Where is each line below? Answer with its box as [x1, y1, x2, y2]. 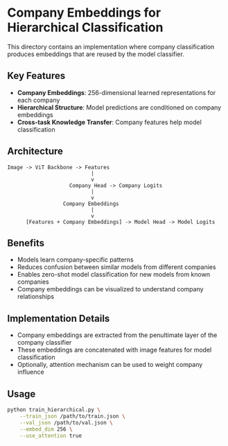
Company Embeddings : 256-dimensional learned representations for [17, 88, 216, 96]
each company [17, 96, 60, 104]
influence [17, 368, 44, 376]
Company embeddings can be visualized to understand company [17, 285, 204, 293]
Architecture [7, 146, 64, 157]
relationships [17, 293, 54, 301]
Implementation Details [7, 312, 110, 324]
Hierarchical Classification [7, 19, 164, 35]
